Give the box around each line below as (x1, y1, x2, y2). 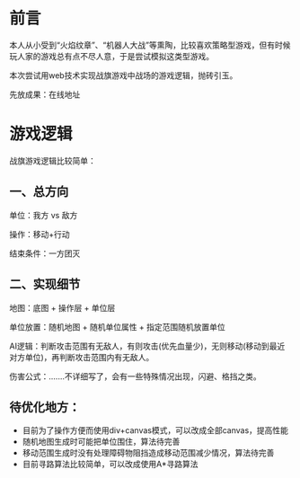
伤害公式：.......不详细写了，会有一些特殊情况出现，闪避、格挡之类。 (9, 370, 262, 382)
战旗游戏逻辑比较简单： (9, 155, 96, 166)
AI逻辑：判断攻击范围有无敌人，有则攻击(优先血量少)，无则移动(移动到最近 (9, 341, 286, 351)
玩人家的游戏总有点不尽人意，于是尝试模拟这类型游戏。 (9, 50, 214, 61)
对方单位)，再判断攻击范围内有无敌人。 (9, 351, 154, 362)
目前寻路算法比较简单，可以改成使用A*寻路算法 (22, 459, 199, 470)
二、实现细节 (9, 277, 81, 292)
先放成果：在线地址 (9, 89, 81, 100)
